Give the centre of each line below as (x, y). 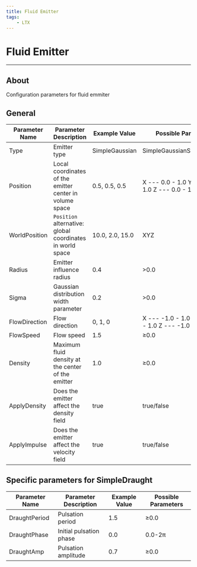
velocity (64, 452)
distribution (69, 293)
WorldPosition (28, 235)
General (21, 113)
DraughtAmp (27, 552)
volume (63, 201)
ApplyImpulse (28, 445)
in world (64, 245)
